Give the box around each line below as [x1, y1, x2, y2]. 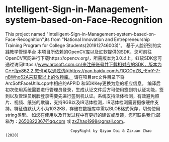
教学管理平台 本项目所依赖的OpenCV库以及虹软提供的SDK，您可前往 [9, 49, 152, 55]
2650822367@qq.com [18, 118, 65, 124]
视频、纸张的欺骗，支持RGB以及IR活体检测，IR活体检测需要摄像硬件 [14, 99, 155, 105]
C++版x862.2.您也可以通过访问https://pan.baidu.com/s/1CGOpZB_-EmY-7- [5, 67, 161, 74]
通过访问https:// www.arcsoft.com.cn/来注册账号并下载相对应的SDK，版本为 [5, 61, 162, 67]
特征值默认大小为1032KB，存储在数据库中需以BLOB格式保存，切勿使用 [14, 105, 160, 112]
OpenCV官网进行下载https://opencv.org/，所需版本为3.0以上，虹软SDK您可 [5, 55, 162, 61]
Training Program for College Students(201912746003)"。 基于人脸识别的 [5, 42, 157, 49]
